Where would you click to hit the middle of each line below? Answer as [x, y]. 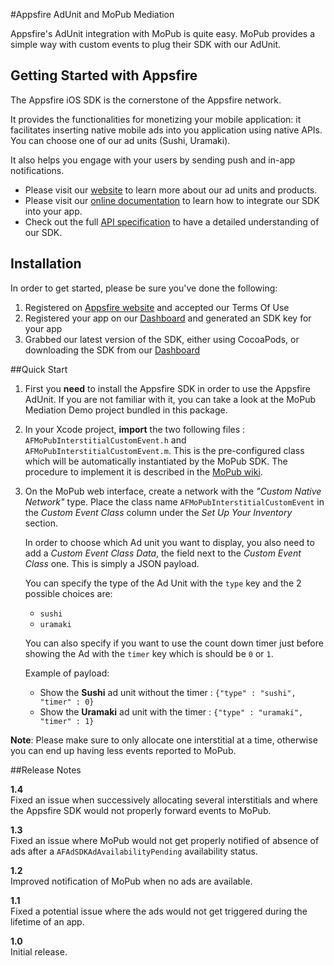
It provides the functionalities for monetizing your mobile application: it [156, 119]
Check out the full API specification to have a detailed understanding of [172, 221]
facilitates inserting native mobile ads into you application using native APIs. [166, 130]
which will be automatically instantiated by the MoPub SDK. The [156, 461]
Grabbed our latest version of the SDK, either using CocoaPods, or [162, 339]
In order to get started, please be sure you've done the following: [144, 288]
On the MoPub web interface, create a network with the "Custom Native [173, 491]
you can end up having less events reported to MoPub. [123, 750]
